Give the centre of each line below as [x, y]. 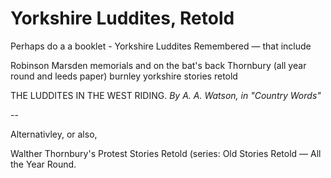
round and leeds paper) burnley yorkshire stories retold [124, 76]
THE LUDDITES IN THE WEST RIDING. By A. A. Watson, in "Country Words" [166, 95]
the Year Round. [43, 164]
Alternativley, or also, [54, 134]
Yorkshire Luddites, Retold [122, 18]
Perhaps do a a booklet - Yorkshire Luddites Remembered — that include [161, 46]
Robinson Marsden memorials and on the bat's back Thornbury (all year [158, 65]
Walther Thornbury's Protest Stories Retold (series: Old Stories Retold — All [166, 153]
